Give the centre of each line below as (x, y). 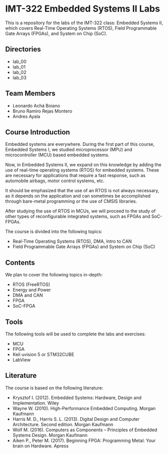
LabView (21, 360)
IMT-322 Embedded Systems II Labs (83, 9)
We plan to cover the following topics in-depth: (54, 275)
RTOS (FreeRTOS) (31, 285)
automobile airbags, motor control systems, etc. (55, 181)
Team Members (30, 94)
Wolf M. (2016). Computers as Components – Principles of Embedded (85, 430)
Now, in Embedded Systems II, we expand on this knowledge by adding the (83, 165)
